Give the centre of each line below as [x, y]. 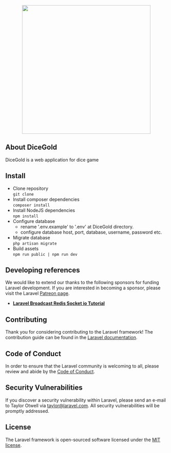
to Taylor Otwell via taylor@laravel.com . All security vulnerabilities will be [83, 405]
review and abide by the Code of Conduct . [50, 372]
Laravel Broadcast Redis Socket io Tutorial [59, 303]
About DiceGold [31, 147]
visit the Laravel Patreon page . [37, 293]
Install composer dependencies [46, 199]
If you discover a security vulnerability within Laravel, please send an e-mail [85, 400]
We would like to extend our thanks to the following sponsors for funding [82, 283]
